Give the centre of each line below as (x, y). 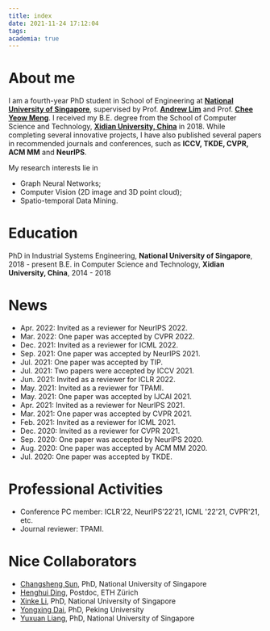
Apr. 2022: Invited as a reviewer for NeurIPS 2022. (104, 328)
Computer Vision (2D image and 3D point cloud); (101, 192)
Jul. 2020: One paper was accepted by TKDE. (96, 456)
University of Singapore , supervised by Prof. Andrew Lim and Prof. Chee (131, 109)
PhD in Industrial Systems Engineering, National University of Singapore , (131, 256)
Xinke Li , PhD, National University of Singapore (98, 601)
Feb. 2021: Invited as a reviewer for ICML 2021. (98, 423)
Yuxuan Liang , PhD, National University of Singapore (107, 618)
